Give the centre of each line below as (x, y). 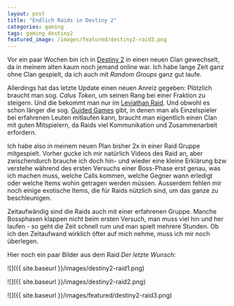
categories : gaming (36, 27)
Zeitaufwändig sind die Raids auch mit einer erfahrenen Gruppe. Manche (112, 212)
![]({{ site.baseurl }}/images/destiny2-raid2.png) (76, 282)
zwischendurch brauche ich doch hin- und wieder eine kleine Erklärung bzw (117, 161)
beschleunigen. (29, 198)
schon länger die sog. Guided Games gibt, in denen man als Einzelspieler (112, 110)
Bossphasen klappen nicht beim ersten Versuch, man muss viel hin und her (115, 219)
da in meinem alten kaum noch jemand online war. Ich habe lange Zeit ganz (116, 67)
